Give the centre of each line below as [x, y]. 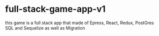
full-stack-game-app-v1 [55, 9]
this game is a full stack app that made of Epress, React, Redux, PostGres [79, 23]
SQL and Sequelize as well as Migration [45, 28]
